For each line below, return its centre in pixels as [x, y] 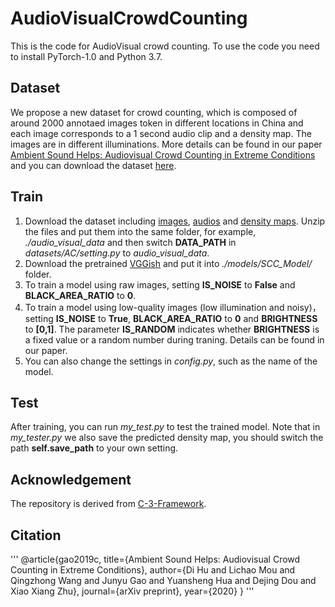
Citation [36, 535]
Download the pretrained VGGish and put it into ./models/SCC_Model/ [168, 263]
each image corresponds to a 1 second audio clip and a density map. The [161, 133]
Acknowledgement [71, 479]
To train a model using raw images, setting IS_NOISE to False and [160, 284]
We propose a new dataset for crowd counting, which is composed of [154, 112]
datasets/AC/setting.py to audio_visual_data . [117, 253]
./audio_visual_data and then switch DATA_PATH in [130, 242]
